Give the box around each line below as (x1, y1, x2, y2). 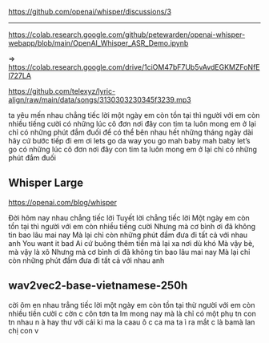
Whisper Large (8, 176, 84, 190)
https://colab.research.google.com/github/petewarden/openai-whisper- (8, 30, 246, 39)
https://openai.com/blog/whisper (8, 197, 118, 207)
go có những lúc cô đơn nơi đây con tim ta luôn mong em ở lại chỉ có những (8, 144, 258, 154)
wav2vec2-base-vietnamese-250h (8, 279, 188, 293)
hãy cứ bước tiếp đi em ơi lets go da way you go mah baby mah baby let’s (8, 136, 251, 145)
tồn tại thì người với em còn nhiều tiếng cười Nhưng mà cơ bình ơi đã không (8, 221, 256, 231)
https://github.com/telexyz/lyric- (8, 87, 116, 95)
